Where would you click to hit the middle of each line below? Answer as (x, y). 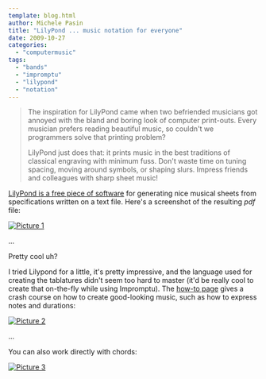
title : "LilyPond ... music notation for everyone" (95, 30)
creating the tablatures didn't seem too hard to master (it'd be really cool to (131, 280)
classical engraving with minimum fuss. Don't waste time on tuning (137, 161)
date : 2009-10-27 (37, 38)
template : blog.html (42, 15)
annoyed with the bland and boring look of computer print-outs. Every (142, 121)
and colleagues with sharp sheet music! (93, 178)
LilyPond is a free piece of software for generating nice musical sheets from (132, 193)
